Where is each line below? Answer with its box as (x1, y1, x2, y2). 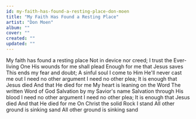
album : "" (6, 24, 30, 31)
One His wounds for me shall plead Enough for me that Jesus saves (20, 63, 184, 70)
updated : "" (6, 41, 35, 47)
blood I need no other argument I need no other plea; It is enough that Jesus (6, 93, 190, 100)
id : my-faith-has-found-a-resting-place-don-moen (6, 8, 130, 15)
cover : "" (6, 30, 30, 36)
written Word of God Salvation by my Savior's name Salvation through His (6, 88, 184, 95)
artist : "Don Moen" (6, 19, 54, 25)
